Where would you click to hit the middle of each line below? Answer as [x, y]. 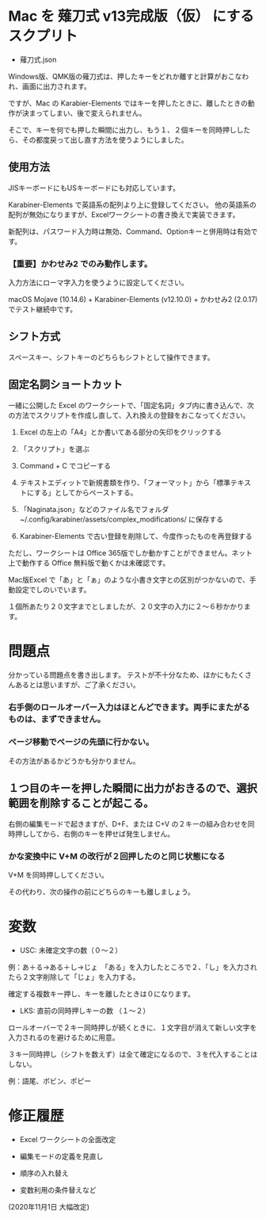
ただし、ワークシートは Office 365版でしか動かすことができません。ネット [131, 552]
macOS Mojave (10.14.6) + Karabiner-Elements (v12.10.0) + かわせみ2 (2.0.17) [133, 300]
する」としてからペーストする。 [85, 492]
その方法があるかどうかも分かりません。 [74, 761]
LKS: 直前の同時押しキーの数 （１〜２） [85, 1011]
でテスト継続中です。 [43, 309]
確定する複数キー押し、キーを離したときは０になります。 [102, 994]
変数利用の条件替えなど [58, 1190]
